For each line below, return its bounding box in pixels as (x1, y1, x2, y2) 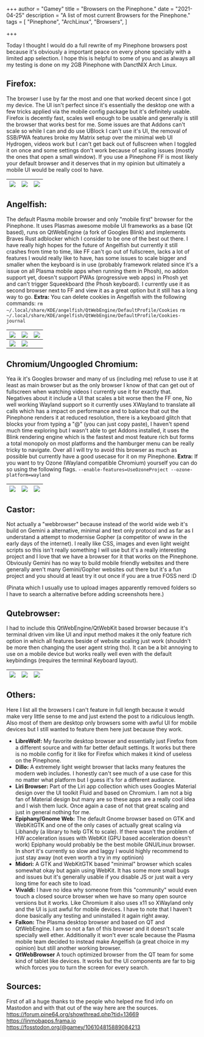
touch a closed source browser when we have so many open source (15, 892, 187, 900)
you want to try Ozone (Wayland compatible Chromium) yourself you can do (6, 459, 198, 466)
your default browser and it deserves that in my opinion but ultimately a (6, 160, 186, 167)
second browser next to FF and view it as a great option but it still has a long (6, 286, 198, 294)
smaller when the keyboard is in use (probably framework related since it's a (6, 261, 199, 268)
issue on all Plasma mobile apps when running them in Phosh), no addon (6, 267, 189, 275)
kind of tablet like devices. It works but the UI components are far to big (15, 957, 195, 965)
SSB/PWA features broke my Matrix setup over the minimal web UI (6, 133, 173, 141)
